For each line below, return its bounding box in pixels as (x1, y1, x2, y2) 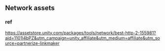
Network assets (5, 4, 55, 12)
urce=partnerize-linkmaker (5, 40, 60, 46)
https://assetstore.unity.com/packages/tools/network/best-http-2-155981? (5, 29, 156, 36)
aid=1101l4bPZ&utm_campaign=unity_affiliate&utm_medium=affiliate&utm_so (5, 35, 160, 41)
